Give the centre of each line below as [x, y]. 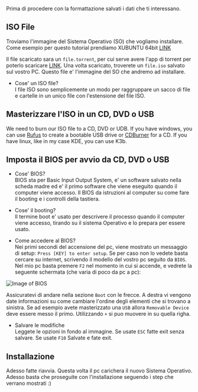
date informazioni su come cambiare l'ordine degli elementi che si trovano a [98, 302]
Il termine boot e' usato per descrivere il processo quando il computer [100, 217]
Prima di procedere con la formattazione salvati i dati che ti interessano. [94, 9]
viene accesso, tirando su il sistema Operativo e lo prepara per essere [100, 223]
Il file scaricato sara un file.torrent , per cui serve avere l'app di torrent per [99, 59]
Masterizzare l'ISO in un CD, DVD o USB [80, 114]
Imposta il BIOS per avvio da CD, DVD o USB [88, 160]
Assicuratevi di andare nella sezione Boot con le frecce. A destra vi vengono [99, 295]
